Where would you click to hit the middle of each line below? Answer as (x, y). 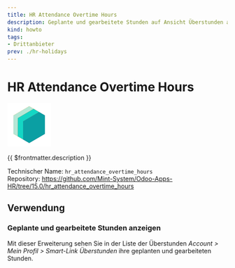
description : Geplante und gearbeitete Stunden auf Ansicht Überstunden (115, 22)
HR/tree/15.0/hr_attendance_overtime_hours (71, 186)
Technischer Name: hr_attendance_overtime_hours (80, 171)
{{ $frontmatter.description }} (50, 157)
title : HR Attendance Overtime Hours (62, 15)
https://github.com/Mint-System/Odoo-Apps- (107, 178)
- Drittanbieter (31, 44)
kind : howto (24, 29)
